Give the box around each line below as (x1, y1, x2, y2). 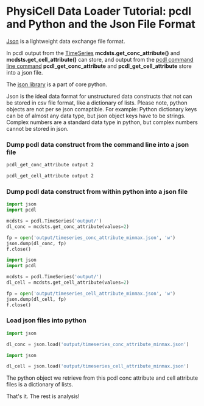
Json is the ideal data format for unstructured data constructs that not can (6, 92, 192, 100)
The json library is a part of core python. (6, 81, 108, 88)
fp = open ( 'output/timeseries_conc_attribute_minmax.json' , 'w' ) (6, 234, 175, 241)
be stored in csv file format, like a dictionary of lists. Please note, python (6, 99, 188, 106)
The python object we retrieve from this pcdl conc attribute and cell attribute (6, 374, 199, 382)
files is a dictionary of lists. (6, 381, 74, 388)
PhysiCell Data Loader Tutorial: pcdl (6, 4, 192, 18)
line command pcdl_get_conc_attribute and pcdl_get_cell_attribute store (6, 62, 192, 70)
